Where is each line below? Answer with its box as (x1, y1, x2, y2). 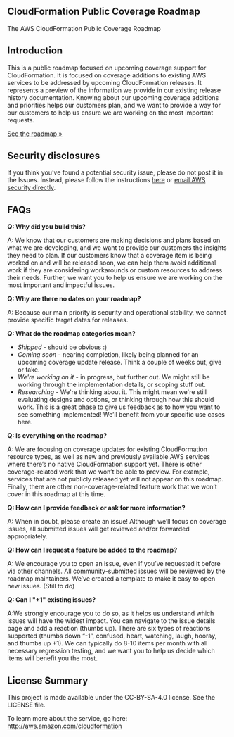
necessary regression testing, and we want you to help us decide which (7, 647, 216, 655)
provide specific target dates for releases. (7, 316, 129, 325)
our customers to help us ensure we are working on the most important (7, 108, 214, 117)
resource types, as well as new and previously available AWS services (7, 453, 211, 461)
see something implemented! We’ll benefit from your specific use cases (17, 410, 225, 419)
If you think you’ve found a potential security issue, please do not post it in (7, 168, 223, 177)
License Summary (7, 674, 89, 686)
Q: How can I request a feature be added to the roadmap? (7, 546, 178, 555)
